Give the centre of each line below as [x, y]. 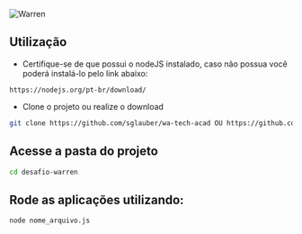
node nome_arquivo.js [50, 220]
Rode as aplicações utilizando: [97, 199]
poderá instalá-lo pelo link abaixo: [85, 73]
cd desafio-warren [44, 172]
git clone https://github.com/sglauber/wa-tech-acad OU [116, 123]
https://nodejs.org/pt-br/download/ [78, 90]
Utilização [38, 42]
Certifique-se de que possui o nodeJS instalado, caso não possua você [155, 64]
